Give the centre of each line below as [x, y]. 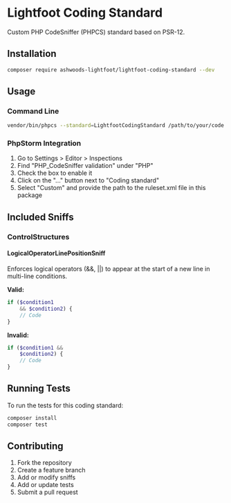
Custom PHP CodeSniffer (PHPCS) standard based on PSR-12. [96, 32]
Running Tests [39, 389]
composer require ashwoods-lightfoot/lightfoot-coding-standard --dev [111, 70]
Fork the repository [45, 463]
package [30, 195]
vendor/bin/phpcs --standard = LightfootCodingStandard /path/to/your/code [116, 126]
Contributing [35, 446]
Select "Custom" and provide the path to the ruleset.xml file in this [111, 188]
